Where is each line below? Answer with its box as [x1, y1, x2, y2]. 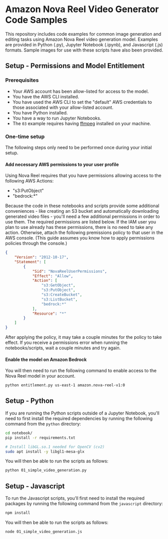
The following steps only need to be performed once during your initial [5, 144, 152, 150]
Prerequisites [5, 77, 39, 84]
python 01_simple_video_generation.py [5, 468, 87, 473]
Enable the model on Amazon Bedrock [5, 356, 87, 363]
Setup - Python [5, 397, 54, 405]
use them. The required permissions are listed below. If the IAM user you [5, 219, 156, 225]
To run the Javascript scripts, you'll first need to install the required [5, 495, 145, 501]
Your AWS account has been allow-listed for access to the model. [12, 88, 149, 94]
